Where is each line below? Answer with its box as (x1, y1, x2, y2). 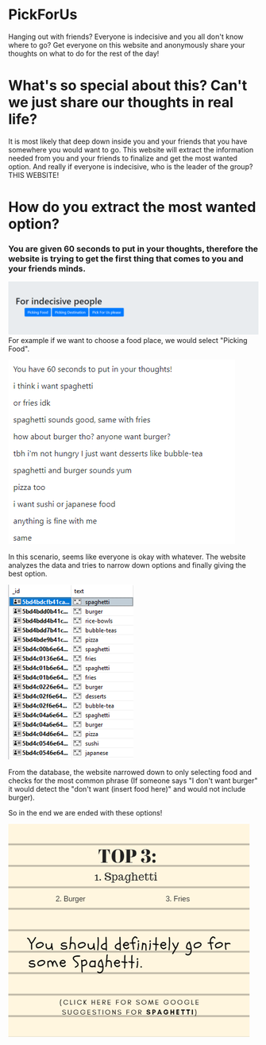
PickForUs (8, 6, 78, 24)
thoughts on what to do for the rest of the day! (8, 48, 160, 58)
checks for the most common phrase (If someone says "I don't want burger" (8, 776, 258, 785)
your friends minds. (8, 263, 86, 274)
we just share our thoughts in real (8, 94, 234, 112)
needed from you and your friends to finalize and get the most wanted (8, 153, 238, 163)
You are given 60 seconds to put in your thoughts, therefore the (8, 243, 259, 254)
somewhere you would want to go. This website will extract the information (8, 145, 254, 154)
